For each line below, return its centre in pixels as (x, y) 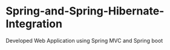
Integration (34, 24)
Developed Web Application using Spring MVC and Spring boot (84, 40)
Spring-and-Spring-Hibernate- (85, 11)
